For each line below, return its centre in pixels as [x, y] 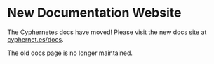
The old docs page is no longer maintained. [70, 53]
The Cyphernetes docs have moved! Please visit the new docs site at [107, 32]
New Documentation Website [94, 13]
